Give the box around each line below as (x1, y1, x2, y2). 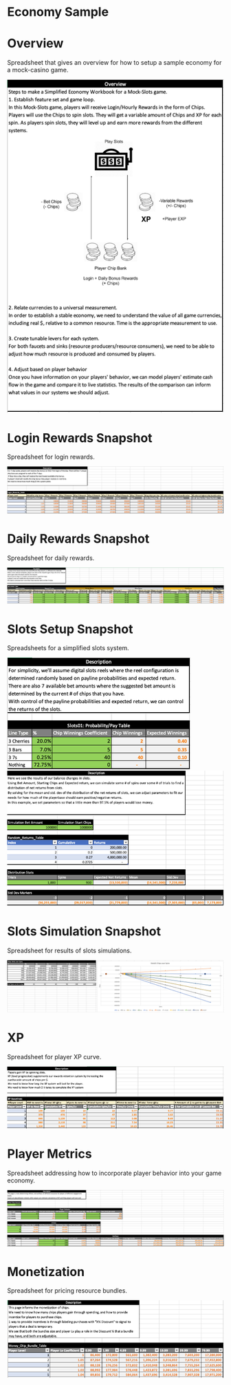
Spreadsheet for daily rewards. (7, 554, 95, 562)
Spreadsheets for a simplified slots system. (7, 644, 129, 652)
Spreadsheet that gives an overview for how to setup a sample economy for (7, 59, 222, 67)
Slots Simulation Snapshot (7, 924, 162, 939)
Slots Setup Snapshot (7, 621, 133, 637)
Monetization (7, 1264, 85, 1280)
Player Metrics (7, 1146, 92, 1162)
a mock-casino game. (7, 66, 69, 74)
